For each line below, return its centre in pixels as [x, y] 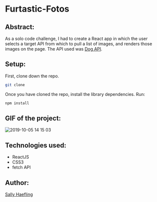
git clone [15, 85]
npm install [17, 103]
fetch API [21, 167]
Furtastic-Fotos [37, 9]
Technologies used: [36, 145]
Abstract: [20, 27]
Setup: [15, 64]
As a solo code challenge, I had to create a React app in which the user [76, 38]
